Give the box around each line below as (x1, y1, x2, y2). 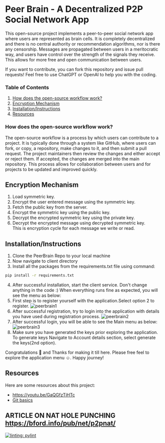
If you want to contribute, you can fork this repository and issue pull (5, 66, 144, 72)
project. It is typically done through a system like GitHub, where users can (5, 140, 156, 146)
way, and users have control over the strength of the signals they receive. (5, 51, 155, 57)
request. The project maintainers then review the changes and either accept (5, 150, 161, 157)
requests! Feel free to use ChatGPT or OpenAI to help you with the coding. (5, 71, 157, 77)
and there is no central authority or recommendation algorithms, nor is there (5, 41, 160, 47)
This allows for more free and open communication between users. (5, 56, 142, 62)
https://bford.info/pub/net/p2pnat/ (5, 419, 116, 428)
